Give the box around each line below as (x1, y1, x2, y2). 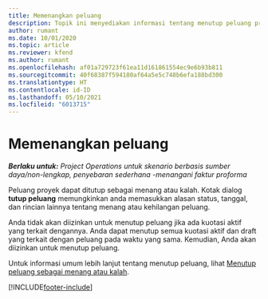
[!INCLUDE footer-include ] (8, 282, 93, 292)
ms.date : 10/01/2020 (8, 33, 77, 42)
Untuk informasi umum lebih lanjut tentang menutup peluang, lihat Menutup (8, 258, 257, 268)
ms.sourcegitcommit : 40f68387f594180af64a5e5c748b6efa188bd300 (8, 71, 223, 79)
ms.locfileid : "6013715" (8, 100, 91, 108)
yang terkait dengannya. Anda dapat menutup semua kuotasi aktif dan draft (8, 226, 257, 236)
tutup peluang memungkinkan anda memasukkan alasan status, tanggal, (8, 194, 249, 203)
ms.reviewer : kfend (8, 49, 73, 57)
